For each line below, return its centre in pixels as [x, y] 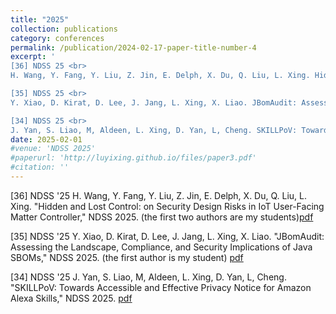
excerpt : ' [33, 57]
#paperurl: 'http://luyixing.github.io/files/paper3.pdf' [133, 158]
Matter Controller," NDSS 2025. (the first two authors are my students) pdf [162, 217]
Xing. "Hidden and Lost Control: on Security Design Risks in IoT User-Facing [167, 206]
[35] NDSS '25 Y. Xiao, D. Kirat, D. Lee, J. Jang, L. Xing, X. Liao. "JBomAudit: [167, 236]
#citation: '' [40, 167]
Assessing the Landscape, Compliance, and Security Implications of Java [161, 247]
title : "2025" [40, 19]
